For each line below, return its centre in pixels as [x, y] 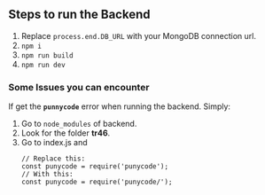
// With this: [47, 175]
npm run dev [43, 65]
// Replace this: [53, 159]
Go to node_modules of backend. [79, 124]
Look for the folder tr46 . [66, 133]
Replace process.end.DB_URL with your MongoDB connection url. [138, 35]
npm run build [47, 55]
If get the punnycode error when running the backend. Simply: [120, 106]
